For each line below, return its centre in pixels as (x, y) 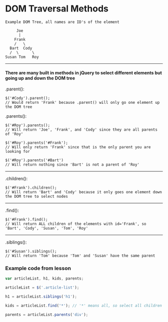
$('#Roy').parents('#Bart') (34, 160)
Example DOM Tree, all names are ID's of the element (62, 22)
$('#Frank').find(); (27, 220)
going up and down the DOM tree (40, 78)
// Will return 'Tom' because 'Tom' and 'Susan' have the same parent (80, 256)
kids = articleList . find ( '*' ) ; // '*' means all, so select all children (84, 306)
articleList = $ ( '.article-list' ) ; (42, 288)
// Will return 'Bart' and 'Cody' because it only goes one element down (84, 192)
